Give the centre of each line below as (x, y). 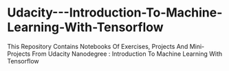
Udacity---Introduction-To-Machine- (115, 13)
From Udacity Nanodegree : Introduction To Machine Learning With (127, 54)
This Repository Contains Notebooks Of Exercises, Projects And (98, 46)
